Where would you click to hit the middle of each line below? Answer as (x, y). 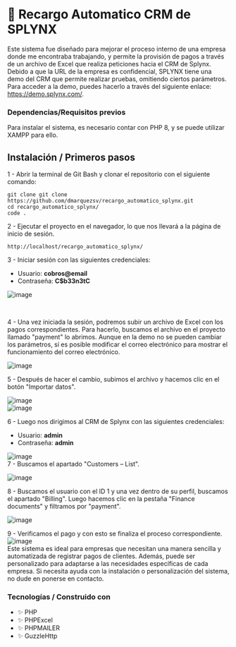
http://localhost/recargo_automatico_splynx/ (75, 247)
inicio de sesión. (31, 234)
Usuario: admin (40, 435)
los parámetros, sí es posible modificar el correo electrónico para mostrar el (117, 344)
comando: (22, 182)
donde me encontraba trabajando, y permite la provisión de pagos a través (116, 56)
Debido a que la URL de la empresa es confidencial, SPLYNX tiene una (110, 71)
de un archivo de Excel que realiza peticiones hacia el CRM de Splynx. (109, 64)
